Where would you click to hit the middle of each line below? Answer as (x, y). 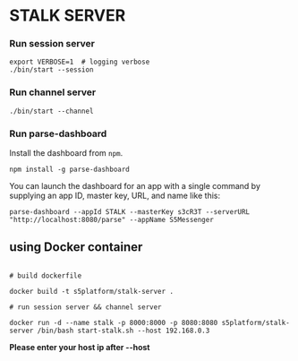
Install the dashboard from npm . (66, 153)
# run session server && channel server (86, 307)
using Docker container (76, 247)
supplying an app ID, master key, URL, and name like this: (115, 196)
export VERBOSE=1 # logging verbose (80, 62)
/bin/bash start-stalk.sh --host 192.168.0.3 (123, 331)
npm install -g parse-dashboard (69, 170)
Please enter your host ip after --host (80, 347)
